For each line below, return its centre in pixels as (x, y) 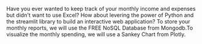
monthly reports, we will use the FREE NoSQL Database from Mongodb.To (100, 28)
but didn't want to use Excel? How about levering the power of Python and (100, 15)
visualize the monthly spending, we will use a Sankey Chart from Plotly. (96, 34)
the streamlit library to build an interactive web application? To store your (99, 21)
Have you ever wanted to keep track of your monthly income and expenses (101, 9)
